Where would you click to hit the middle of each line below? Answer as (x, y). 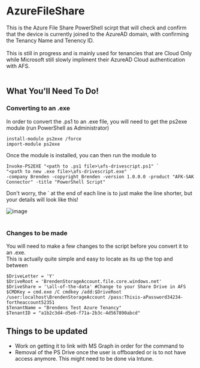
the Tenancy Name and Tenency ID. (50, 40)
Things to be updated (47, 331)
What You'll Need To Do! (52, 91)
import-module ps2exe (33, 144)
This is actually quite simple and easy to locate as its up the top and (90, 259)
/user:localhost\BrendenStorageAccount (56, 297)
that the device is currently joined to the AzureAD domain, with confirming (98, 34)
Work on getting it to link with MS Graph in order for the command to (99, 346)
